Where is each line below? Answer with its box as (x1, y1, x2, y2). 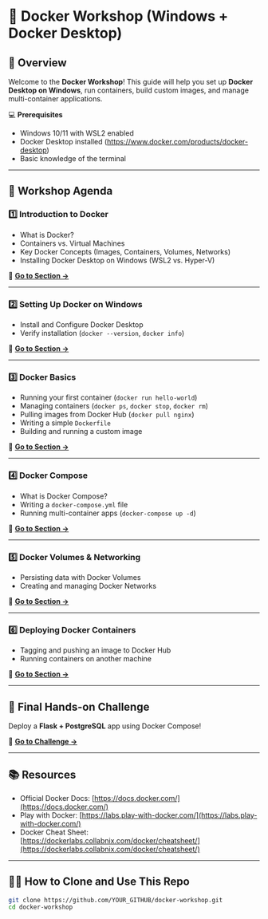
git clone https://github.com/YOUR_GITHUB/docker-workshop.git (8, 896, 223, 904)
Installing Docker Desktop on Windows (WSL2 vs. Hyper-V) (19, 255, 215, 265)
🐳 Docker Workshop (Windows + (8, 7, 229, 26)
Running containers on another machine (19, 654, 152, 664)
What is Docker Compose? (19, 491, 108, 501)
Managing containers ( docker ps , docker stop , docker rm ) (19, 401, 209, 411)
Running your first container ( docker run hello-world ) (19, 392, 198, 402)
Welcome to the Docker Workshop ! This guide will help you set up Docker (8, 77, 254, 86)
